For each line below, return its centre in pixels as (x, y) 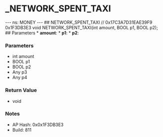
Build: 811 (22, 130)
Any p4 (20, 78)
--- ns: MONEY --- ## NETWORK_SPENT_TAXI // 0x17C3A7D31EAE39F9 (79, 22)
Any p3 (20, 72)
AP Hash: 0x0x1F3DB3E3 (38, 125)
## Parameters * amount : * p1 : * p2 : (42, 33)
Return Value (21, 91)
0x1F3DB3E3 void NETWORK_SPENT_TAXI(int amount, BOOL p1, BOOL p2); (81, 27)
